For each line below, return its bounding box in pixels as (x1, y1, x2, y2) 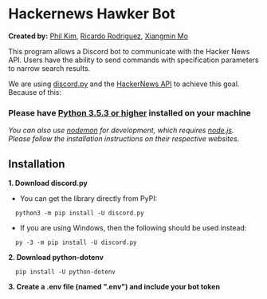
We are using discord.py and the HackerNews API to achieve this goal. (8, 79, 240, 89)
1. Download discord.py (8, 179, 88, 188)
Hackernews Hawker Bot (8, 5, 175, 23)
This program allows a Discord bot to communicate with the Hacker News (8, 46, 250, 56)
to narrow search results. (8, 63, 91, 73)
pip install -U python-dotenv (15, 268, 116, 276)
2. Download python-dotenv (8, 253, 104, 262)
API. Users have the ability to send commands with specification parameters (8, 55, 259, 65)
